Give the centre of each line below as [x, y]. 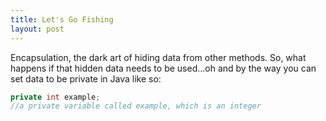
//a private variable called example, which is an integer [136, 106]
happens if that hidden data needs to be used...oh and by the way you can [163, 68]
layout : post [37, 29]
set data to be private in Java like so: [86, 78]
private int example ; [55, 97]
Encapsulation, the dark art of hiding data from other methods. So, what [158, 57]
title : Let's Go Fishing [62, 19]
